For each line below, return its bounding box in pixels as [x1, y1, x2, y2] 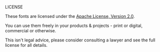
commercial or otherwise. [5, 28, 56, 33]
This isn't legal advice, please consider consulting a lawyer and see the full [5, 37, 156, 43]
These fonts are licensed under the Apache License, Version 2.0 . [5, 13, 135, 19]
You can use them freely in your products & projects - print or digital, [5, 23, 143, 28]
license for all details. [5, 42, 48, 48]
